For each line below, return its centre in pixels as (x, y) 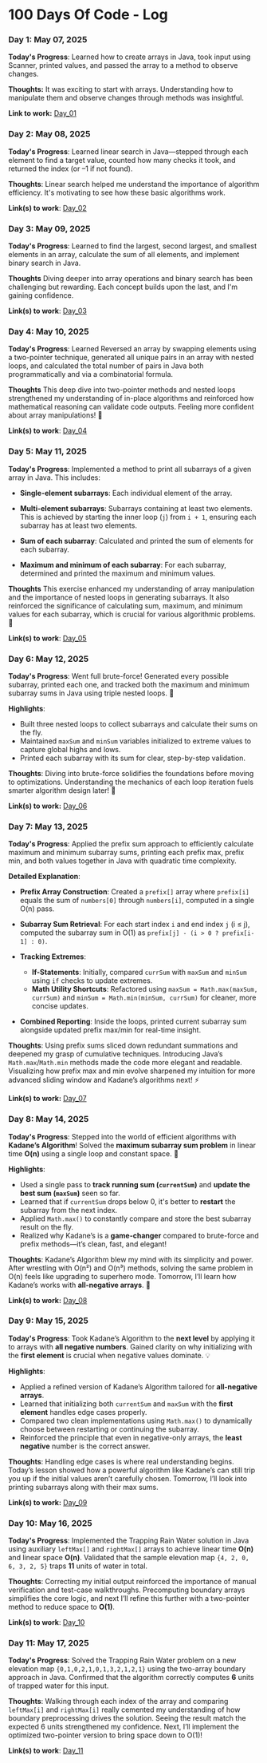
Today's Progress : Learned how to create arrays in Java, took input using (130, 57)
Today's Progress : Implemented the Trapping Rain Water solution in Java (129, 1541)
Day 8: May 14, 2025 (49, 1119)
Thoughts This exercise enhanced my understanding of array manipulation (132, 588)
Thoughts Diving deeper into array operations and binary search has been (131, 279)
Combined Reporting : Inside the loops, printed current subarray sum (133, 1022)
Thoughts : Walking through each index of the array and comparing (118, 1702)
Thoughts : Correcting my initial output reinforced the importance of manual (132, 1582)
